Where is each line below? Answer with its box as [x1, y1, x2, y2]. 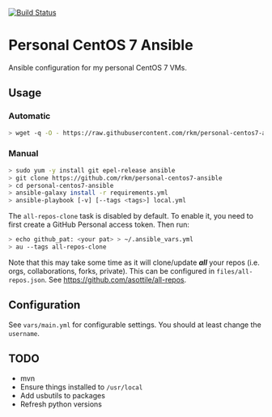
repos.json [8, 276, 45, 284]
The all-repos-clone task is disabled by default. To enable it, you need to [8, 211, 253, 221]
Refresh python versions [19, 399, 103, 409]
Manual [8, 148, 39, 160]
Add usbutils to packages [19, 390, 105, 400]
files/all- [216, 267, 253, 275]
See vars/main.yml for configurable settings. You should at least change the [8, 320, 261, 330]
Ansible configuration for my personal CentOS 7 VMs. [8, 62, 188, 72]
